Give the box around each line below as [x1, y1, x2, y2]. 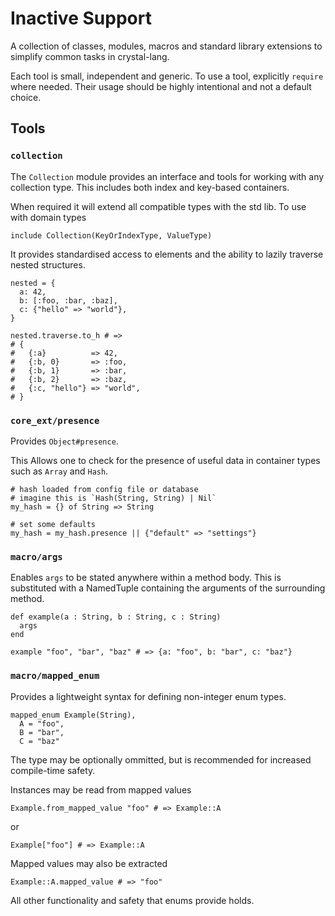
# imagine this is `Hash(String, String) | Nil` [10, 493, 217, 503]
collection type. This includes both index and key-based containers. [10, 181, 290, 193]
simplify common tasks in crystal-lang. [10, 50, 170, 62]
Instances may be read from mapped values [10, 783, 192, 796]
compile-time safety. [10, 764, 96, 776]
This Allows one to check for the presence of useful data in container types [10, 454, 321, 466]
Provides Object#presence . [10, 435, 119, 447]
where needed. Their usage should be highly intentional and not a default [10, 80, 312, 92]
